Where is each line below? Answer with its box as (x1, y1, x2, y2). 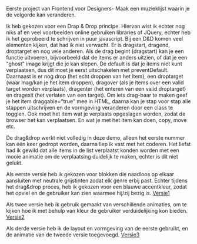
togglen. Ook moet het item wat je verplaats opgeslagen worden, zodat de (6, 110, 186, 117)
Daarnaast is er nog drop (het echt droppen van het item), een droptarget (6, 73, 183, 80)
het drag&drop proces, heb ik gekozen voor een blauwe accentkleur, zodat (6, 183, 187, 190)
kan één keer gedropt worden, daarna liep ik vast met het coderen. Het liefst (6, 141, 191, 147)
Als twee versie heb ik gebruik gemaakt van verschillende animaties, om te (6, 201, 187, 208)
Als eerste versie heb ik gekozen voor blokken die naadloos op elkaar (6, 171, 175, 177)
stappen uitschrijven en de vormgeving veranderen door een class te (6, 104, 173, 111)
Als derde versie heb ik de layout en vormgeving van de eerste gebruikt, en (6, 225, 188, 232)
